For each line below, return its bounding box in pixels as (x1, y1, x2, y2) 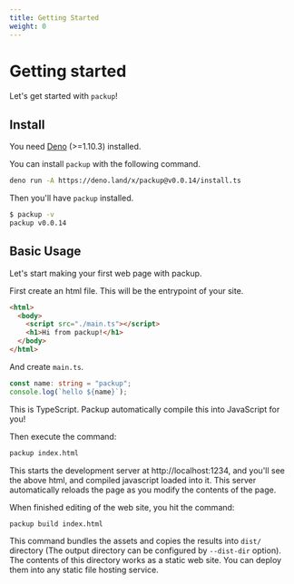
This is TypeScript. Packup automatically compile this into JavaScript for (9, 404, 280, 414)
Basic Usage (9, 244, 82, 259)
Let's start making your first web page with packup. (9, 268, 202, 278)
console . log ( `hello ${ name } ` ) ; (9, 387, 128, 396)
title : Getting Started (9, 13, 100, 23)
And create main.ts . (9, 361, 84, 372)
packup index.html (9, 448, 79, 458)
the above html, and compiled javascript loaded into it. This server (9, 474, 257, 485)
